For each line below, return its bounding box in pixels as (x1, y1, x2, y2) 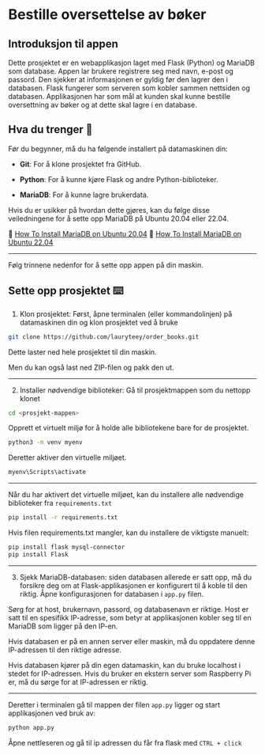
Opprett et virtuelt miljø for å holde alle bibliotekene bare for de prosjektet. (8, 423, 249, 433)
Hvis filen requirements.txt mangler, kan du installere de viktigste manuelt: (8, 528, 249, 537)
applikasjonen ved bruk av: (8, 708, 96, 718)
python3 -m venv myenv (8, 438, 83, 446)
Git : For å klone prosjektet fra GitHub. (19, 159, 142, 169)
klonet (19, 393, 41, 403)
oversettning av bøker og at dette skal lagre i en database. (8, 101, 197, 109)
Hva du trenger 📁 (8, 123, 93, 136)
